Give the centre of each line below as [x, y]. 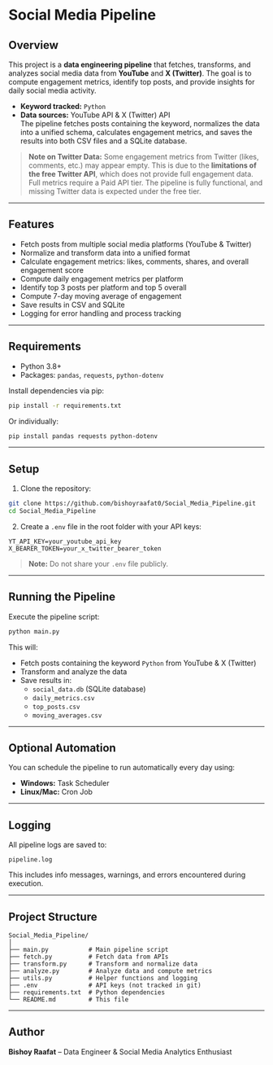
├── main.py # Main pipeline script [89, 950]
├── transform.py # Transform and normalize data [103, 964]
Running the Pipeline [62, 597]
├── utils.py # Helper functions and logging [103, 979]
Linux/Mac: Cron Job [56, 792]
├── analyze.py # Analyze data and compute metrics [110, 971]
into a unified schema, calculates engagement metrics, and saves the [136, 132]
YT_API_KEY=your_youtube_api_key [65, 541]
